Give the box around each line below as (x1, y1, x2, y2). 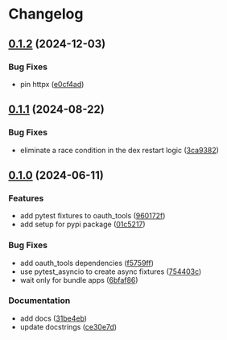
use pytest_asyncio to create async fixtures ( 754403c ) (19, 267, 202, 276)
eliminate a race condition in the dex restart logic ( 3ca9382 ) (19, 145, 220, 155)
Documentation (8, 295, 71, 306)
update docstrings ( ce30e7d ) (19, 321, 118, 331)
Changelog (8, 5, 84, 23)
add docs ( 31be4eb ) (19, 313, 87, 323)
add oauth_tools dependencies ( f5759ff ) (19, 258, 155, 267)
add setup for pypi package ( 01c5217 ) (19, 219, 147, 230)
